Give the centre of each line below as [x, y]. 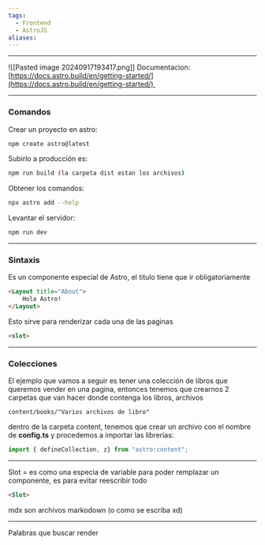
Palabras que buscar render [53, 532]
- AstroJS [31, 30]
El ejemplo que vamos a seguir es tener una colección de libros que [118, 381]
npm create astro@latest [49, 144]
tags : [17, 15]
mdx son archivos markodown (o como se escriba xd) [95, 509]
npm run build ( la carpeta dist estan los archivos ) [97, 173]
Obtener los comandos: [46, 188]
